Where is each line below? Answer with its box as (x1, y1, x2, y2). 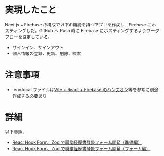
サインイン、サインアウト (12, 44, 64, 50)
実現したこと (5, 4, 57, 16)
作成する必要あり (12, 93, 47, 99)
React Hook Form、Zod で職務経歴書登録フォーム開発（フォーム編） (12, 145, 151, 151)
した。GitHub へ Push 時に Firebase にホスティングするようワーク (26, 27, 160, 33)
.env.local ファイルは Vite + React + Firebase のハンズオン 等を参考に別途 (12, 86, 159, 92)
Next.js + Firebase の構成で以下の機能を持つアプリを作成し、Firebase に (5, 22, 152, 27)
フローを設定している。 (5, 34, 52, 40)
